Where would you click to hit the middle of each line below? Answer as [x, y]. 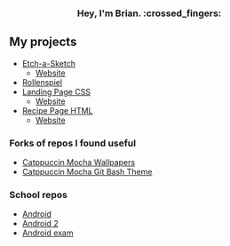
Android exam [48, 233]
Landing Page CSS [56, 91]
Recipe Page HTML [57, 110]
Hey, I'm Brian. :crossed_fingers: [149, 13]
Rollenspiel [42, 82]
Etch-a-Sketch [48, 63]
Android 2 [40, 224]
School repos [39, 194]
